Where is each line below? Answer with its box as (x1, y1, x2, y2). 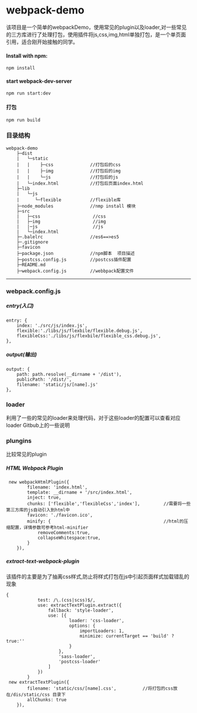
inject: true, (27, 495, 62, 501)
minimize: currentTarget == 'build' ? (79, 633, 175, 639)
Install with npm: (6, 52, 48, 59)
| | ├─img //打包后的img (16, 168, 121, 174)
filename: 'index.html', (27, 484, 88, 490)
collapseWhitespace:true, (37, 535, 101, 541)
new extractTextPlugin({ (8, 680, 69, 685)
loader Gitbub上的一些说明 (6, 422, 70, 429)
